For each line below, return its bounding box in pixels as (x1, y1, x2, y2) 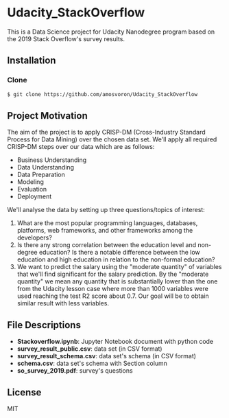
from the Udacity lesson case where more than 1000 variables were (16, 285, 209, 293)
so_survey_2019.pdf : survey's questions (16, 367, 133, 375)
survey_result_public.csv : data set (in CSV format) (16, 345, 162, 353)
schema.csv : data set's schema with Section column (16, 359, 168, 368)
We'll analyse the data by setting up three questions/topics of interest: (7, 206, 206, 214)
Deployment (16, 192, 52, 200)
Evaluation (16, 185, 47, 194)
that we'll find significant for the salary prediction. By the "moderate (16, 270, 209, 279)
